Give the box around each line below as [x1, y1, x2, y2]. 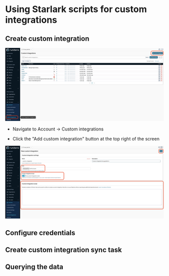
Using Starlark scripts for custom [5, 4, 147, 15]
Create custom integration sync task [5, 245, 122, 254]
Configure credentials [5, 228, 75, 237]
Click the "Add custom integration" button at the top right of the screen [12, 135, 160, 142]
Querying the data [5, 263, 64, 271]
